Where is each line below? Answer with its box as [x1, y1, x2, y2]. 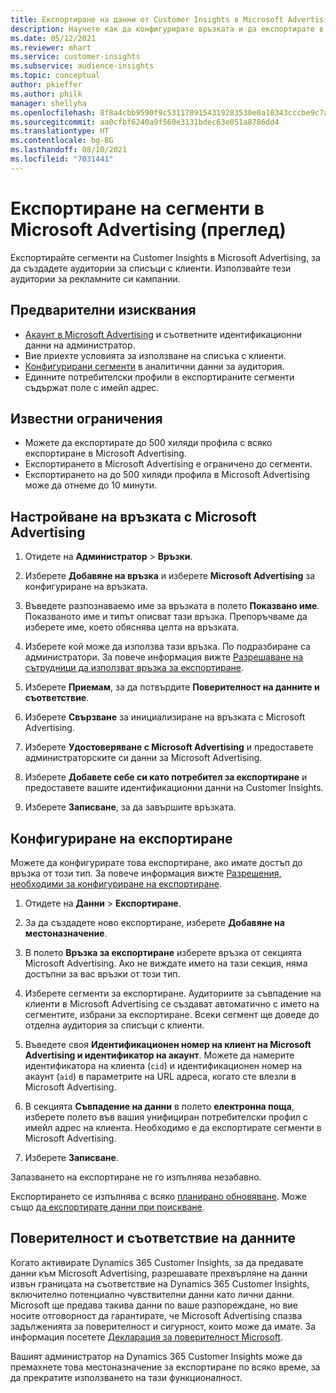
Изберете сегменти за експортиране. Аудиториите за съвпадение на [24, 987, 322, 999]
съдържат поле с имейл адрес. [24, 381, 160, 393]
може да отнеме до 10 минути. [24, 479, 157, 491]
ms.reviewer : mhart [10, 42, 92, 53]
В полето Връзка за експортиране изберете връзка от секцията [24, 946, 302, 958]
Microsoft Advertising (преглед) [10, 218, 287, 241]
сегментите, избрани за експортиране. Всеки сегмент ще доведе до [24, 1008, 320, 1020]
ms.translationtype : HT [10, 126, 110, 136]
